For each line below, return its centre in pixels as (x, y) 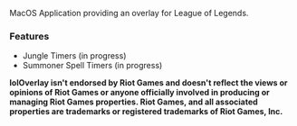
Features (29, 36)
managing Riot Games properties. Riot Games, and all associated (134, 102)
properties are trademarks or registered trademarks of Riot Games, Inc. (146, 112)
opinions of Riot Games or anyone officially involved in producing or (139, 93)
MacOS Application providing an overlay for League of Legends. (129, 13)
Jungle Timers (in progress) (74, 56)
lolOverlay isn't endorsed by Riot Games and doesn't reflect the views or (148, 83)
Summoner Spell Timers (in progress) (92, 66)
